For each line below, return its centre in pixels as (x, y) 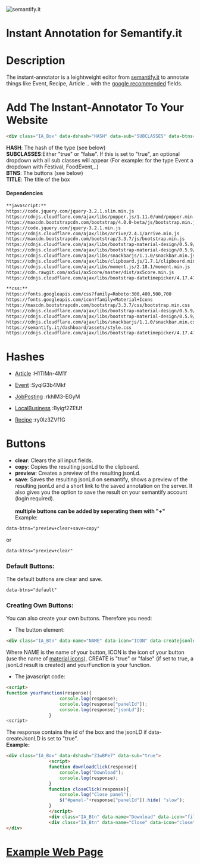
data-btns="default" (32, 590)
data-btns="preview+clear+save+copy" (53, 528)
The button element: (40, 630)
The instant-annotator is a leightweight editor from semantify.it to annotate (98, 77)
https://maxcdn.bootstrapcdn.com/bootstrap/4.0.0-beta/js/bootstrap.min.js (102, 222)
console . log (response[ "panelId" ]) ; (103, 704)
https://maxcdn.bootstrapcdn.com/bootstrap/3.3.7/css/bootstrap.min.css (98, 305)
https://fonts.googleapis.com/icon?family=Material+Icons (79, 300)
